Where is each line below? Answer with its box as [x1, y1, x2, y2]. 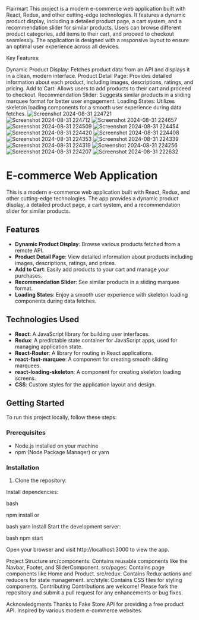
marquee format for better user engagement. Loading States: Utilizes [6, 97, 175, 105]
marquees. [14, 362, 42, 369]
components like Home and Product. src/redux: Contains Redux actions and [6, 570, 192, 577]
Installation [6, 463, 40, 471]
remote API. [14, 247, 44, 254]
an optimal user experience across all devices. [6, 43, 120, 50]
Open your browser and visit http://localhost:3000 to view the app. [6, 546, 169, 553]
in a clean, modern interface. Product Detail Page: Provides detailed [6, 73, 172, 79]
